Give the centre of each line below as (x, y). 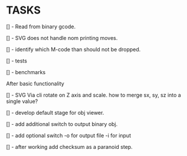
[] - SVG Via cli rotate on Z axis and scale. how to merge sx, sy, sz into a (93, 95)
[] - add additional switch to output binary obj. (62, 124)
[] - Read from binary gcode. (41, 26)
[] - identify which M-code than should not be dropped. (73, 49)
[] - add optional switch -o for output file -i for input (69, 135)
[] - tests (17, 61)
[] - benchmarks (26, 72)
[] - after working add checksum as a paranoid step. (69, 147)
